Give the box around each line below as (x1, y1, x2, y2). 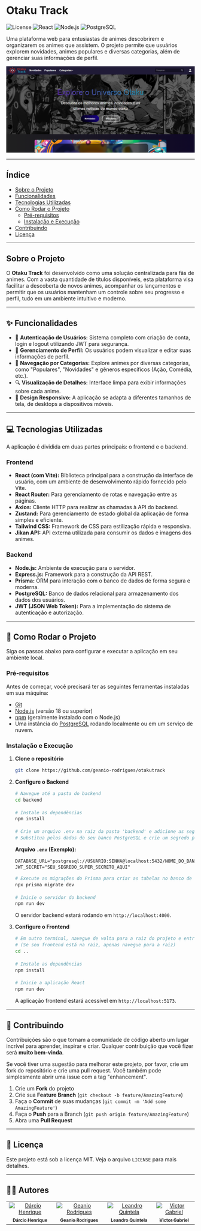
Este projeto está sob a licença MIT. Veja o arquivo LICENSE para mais (6, 1155, 177, 1163)
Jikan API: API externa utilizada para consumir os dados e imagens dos (14, 529, 191, 536)
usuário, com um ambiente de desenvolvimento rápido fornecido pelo (14, 478, 187, 485)
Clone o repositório (14, 755, 64, 763)
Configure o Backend (14, 778, 69, 785)
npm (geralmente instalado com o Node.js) (14, 713, 121, 721)
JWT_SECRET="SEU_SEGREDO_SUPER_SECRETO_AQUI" (14, 864, 130, 870)
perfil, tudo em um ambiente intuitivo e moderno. (6, 295, 127, 302)
